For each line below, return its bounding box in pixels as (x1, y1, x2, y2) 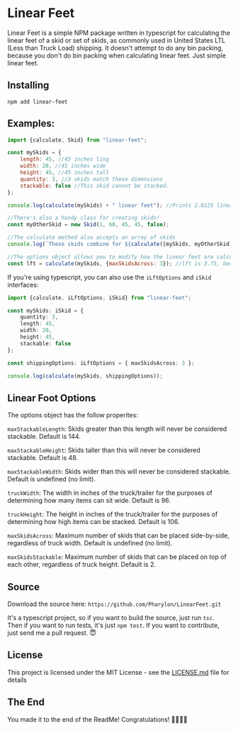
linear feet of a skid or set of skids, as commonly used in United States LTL (7, 36, 226, 44)
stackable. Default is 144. (7, 432, 81, 441)
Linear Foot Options (7, 392, 96, 404)
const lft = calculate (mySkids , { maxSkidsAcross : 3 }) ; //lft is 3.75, (7, 260, 220, 267)
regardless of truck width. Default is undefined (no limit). (7, 539, 173, 548)
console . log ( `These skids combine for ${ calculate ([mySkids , (7, 240, 192, 248)
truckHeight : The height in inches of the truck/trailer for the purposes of (7, 510, 218, 518)
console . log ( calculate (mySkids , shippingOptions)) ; (7, 372, 163, 380)
